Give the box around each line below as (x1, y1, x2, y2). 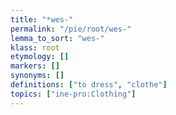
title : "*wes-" (10, 14, 74, 25)
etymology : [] (10, 52, 70, 62)
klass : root (10, 42, 60, 53)
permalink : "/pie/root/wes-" (10, 24, 132, 34)
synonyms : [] (10, 71, 65, 81)
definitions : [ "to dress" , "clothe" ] (10, 80, 168, 90)
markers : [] (10, 61, 60, 71)
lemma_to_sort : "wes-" (10, 33, 105, 43)
